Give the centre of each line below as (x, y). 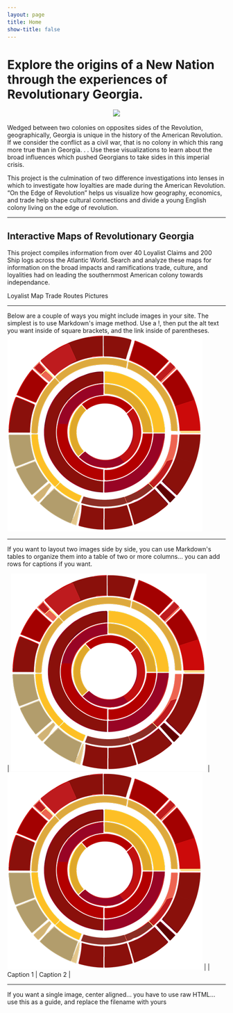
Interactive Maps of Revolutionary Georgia (101, 236)
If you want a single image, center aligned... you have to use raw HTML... (111, 995)
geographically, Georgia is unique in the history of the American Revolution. (115, 135)
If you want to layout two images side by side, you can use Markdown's (109, 549)
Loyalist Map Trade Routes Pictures (58, 296)
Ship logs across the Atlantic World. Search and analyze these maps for (110, 260)
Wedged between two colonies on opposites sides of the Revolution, (105, 128)
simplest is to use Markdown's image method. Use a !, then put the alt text (113, 323)
